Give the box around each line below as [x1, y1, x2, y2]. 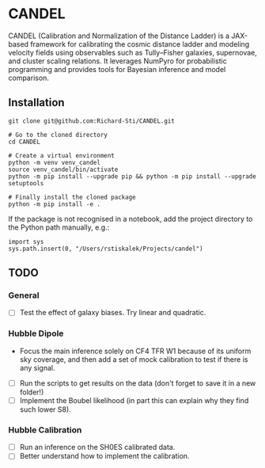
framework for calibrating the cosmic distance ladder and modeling [30, 39, 250, 48]
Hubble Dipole [8, 328, 64, 339]
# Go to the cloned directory [8, 131, 108, 139]
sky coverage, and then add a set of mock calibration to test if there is [19, 354, 248, 364]
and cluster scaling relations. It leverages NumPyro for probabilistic [8, 56, 227, 66]
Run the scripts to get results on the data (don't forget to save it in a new [19, 378, 256, 388]
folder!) [19, 387, 44, 397]
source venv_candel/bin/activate [8, 166, 119, 173]
